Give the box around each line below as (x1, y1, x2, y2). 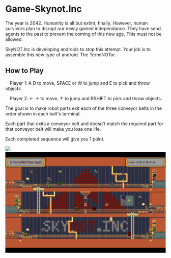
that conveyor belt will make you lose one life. (5, 126, 101, 132)
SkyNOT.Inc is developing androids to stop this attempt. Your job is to (5, 46, 151, 52)
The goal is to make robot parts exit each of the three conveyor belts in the (5, 105, 162, 111)
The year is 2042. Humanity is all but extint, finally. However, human (5, 20, 148, 26)
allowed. (5, 36, 23, 42)
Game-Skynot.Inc (5, 3, 82, 15)
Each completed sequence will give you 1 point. (5, 136, 105, 142)
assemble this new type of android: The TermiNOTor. (5, 52, 116, 58)
